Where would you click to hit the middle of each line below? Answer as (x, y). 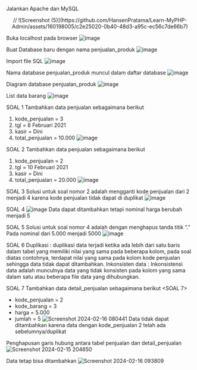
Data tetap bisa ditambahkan (41, 361)
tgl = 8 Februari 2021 (40, 125)
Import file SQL (25, 61)
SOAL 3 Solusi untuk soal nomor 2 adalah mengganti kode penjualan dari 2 (98, 191)
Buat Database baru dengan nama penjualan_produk (71, 49)
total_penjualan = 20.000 (45, 180)
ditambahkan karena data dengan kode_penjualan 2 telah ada (90, 325)
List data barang (26, 96)
